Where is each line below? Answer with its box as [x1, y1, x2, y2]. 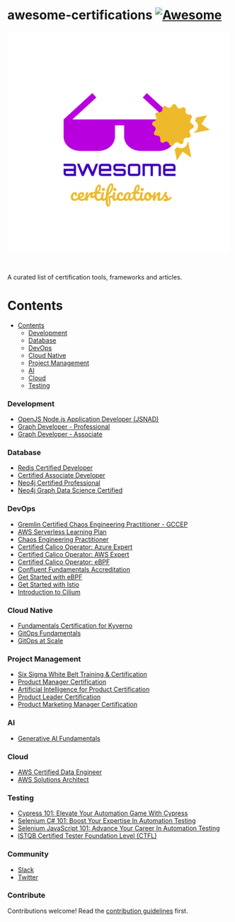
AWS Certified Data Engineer [17, 768, 103, 776]
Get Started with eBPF [17, 572, 83, 581]
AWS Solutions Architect [17, 775, 89, 783]
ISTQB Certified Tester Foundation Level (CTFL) [17, 831, 157, 840]
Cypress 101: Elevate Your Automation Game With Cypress [17, 809, 188, 817]
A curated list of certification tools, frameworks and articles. [7, 272, 183, 281]
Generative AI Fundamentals [17, 734, 101, 742]
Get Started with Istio [17, 580, 80, 589]
